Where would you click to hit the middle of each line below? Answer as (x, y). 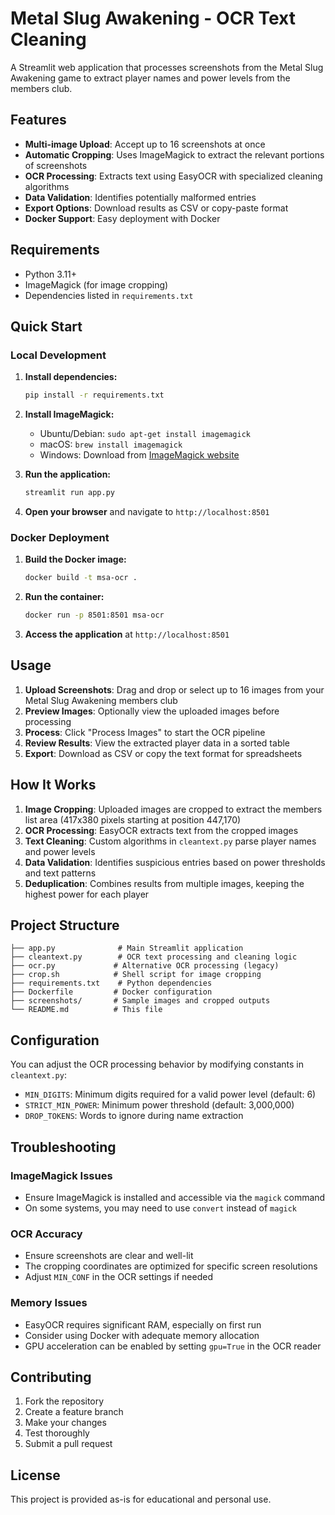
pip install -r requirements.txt (94, 395)
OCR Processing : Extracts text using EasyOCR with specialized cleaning (173, 176)
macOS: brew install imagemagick (111, 444)
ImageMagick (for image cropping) (96, 284)
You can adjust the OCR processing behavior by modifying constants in (157, 1064)
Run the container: (64, 597)
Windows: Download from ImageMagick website (139, 455)
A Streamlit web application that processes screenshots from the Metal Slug (167, 67)
